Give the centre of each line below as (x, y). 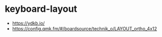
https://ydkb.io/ (28, 23)
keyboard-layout (41, 9)
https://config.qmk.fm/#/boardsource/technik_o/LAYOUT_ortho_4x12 (85, 28)
